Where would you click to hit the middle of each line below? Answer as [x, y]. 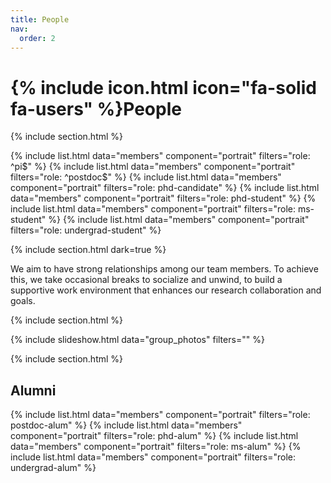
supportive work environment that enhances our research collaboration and [166, 290]
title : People [40, 19]
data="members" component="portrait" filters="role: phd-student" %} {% [163, 198]
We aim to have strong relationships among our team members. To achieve [164, 269]
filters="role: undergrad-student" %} [86, 230]
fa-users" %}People [96, 108]
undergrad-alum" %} [53, 468]
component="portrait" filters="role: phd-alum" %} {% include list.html [154, 436]
